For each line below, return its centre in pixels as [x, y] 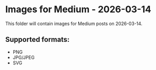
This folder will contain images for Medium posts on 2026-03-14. [74, 24]
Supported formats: [38, 40]
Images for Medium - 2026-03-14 [78, 9]
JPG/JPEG [24, 57]
